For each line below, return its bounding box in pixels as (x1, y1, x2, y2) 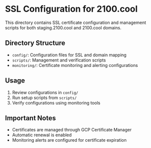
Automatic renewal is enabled (12, 132, 72, 138)
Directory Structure (5, 39, 66, 47)
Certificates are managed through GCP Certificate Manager (12, 127, 132, 133)
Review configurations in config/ (12, 89, 78, 95)
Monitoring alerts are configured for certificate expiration (12, 137, 127, 143)
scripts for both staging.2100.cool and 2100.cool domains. (5, 24, 122, 30)
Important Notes (5, 114, 56, 122)
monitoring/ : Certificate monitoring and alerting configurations (12, 62, 138, 68)
